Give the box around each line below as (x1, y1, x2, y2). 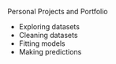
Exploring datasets (18, 22, 80, 31)
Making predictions (18, 47, 82, 56)
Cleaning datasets (18, 31, 78, 40)
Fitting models (18, 39, 65, 48)
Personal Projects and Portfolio (7, 7, 108, 16)
